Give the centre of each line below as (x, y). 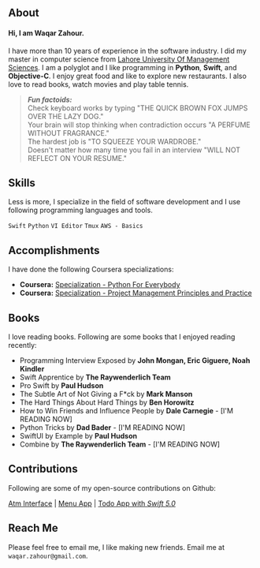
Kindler (32, 369)
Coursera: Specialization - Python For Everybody (100, 285)
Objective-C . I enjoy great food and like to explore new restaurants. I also (127, 76)
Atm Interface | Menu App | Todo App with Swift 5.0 (92, 503)
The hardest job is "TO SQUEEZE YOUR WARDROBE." (114, 141)
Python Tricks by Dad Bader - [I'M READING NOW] (102, 428)
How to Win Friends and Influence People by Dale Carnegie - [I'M (126, 411)
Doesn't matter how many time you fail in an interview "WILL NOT (134, 150)
